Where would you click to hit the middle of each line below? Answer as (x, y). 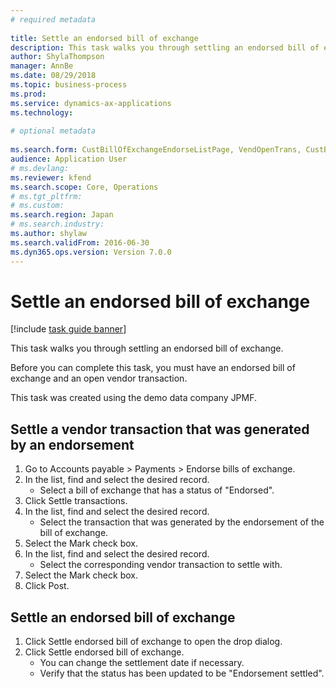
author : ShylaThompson (57, 57)
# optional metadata (53, 131)
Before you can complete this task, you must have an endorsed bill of (153, 368)
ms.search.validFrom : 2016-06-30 (80, 242)
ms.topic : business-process (69, 85)
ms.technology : (42, 112)
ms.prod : (28, 94)
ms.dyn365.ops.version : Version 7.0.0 (91, 252)
